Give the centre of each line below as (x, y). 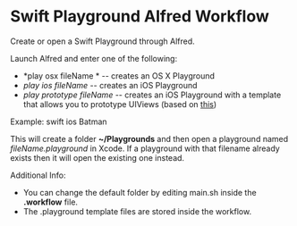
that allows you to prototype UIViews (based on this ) (120, 104)
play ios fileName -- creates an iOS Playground (110, 85)
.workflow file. (51, 202)
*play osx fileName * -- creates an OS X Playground (119, 75)
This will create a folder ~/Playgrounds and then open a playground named (149, 138)
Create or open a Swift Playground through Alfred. (102, 41)
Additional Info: (38, 175)
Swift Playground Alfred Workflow (140, 17)
